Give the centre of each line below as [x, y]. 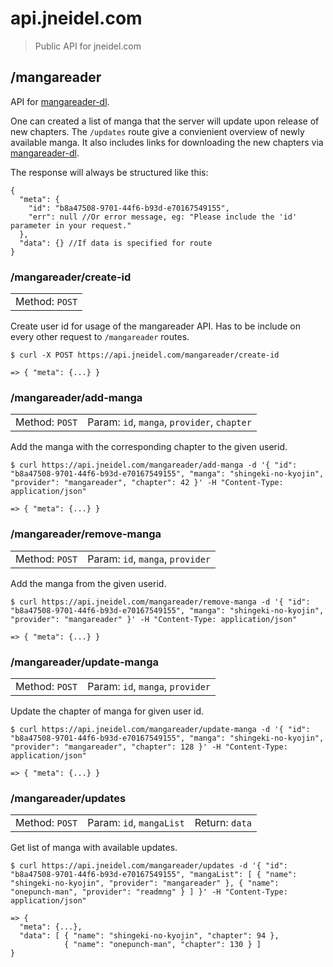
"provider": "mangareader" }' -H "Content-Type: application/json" [154, 619]
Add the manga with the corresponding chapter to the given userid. [149, 447]
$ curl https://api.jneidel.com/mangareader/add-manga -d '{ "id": [154, 465]
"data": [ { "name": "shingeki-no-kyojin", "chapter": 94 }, [149, 936]
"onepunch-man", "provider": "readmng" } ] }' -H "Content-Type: [149, 892]
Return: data [223, 823]
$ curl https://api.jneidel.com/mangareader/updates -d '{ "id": [149, 866]
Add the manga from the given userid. [88, 583]
